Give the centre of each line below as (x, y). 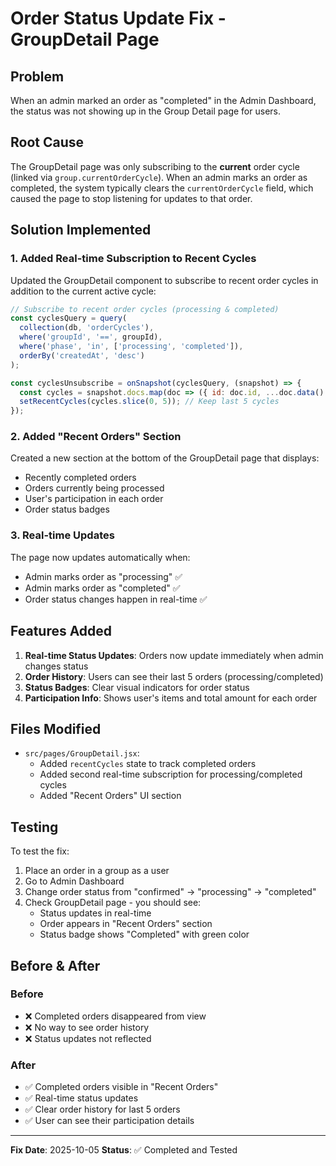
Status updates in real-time (95, 913)
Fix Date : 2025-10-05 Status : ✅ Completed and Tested (124, 1150)
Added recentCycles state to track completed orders (148, 764)
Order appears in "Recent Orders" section (126, 924)
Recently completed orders (80, 478)
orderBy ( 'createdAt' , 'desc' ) (82, 355)
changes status (56, 666)
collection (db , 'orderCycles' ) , (87, 328)
